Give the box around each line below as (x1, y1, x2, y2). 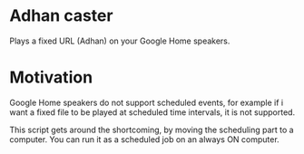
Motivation (9, 67, 93, 88)
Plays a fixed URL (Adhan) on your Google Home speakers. (9, 35, 230, 46)
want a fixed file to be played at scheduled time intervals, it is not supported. (9, 106, 296, 118)
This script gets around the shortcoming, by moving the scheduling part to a (9, 124, 294, 135)
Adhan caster (9, 5, 113, 26)
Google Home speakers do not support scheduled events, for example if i (9, 97, 284, 108)
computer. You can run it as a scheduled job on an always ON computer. (9, 133, 279, 145)
